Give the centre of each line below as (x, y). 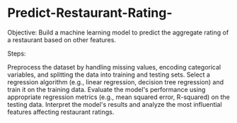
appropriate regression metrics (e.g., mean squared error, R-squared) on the (118, 97)
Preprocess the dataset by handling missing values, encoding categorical (114, 67)
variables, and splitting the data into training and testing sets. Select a (109, 75)
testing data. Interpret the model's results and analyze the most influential (115, 104)
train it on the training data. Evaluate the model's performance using (106, 89)
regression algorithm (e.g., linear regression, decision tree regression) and (116, 82)
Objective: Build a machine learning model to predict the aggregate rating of (118, 32)
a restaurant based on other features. (62, 39)
